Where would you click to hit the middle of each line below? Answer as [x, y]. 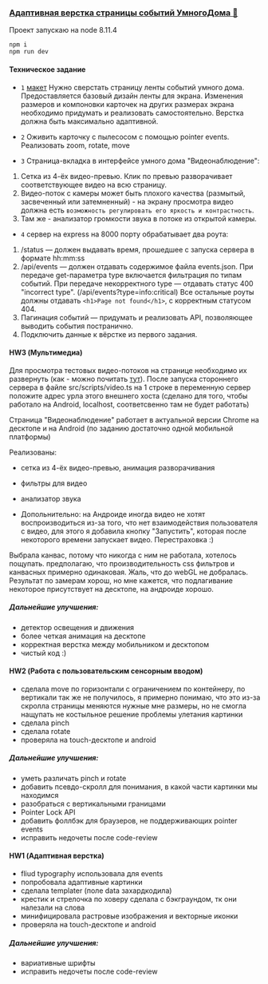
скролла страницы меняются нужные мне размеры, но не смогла [133, 705]
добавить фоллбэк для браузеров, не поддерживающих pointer [129, 820]
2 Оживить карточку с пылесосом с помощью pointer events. [125, 137]
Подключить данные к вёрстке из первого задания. [109, 334]
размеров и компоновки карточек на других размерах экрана [127, 104]
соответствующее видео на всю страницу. [93, 184]
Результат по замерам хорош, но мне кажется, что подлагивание [121, 580]
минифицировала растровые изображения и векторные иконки [129, 916]
